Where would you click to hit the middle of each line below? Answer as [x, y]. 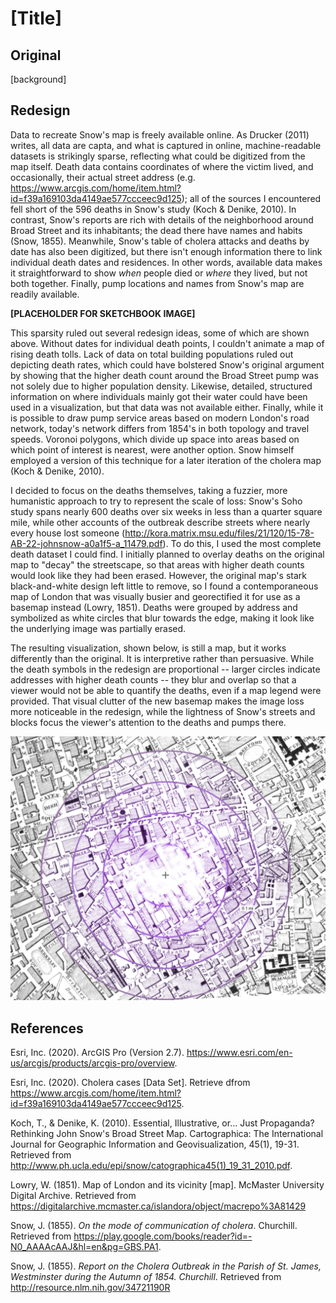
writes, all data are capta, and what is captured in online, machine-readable [166, 145]
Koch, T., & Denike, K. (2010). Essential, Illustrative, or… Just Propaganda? [162, 1123]
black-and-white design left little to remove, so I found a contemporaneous [164, 586]
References [47, 1028]
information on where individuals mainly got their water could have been [159, 396]
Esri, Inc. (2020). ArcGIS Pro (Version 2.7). [97, 1052]
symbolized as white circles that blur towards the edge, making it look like [162, 618]
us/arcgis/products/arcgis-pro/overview [92, 1063]
